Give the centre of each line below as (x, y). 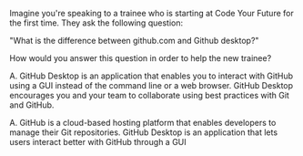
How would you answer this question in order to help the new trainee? (141, 58)
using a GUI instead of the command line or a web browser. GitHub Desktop (151, 85)
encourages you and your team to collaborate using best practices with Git (149, 95)
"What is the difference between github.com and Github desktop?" (134, 41)
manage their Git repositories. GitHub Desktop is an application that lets (144, 132)
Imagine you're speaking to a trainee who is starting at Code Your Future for (151, 13)
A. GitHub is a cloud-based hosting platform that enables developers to (143, 123)
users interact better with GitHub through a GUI (98, 142)
